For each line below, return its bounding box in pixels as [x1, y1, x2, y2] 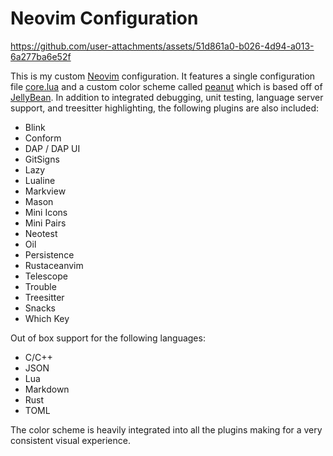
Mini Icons [24, 206, 68, 218]
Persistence [24, 248, 75, 261]
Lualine [24, 174, 56, 186]
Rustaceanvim [24, 259, 84, 271]
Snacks [24, 302, 56, 314]
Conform [24, 132, 62, 144]
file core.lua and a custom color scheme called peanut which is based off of [10, 80, 323, 92]
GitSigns [24, 153, 60, 165]
